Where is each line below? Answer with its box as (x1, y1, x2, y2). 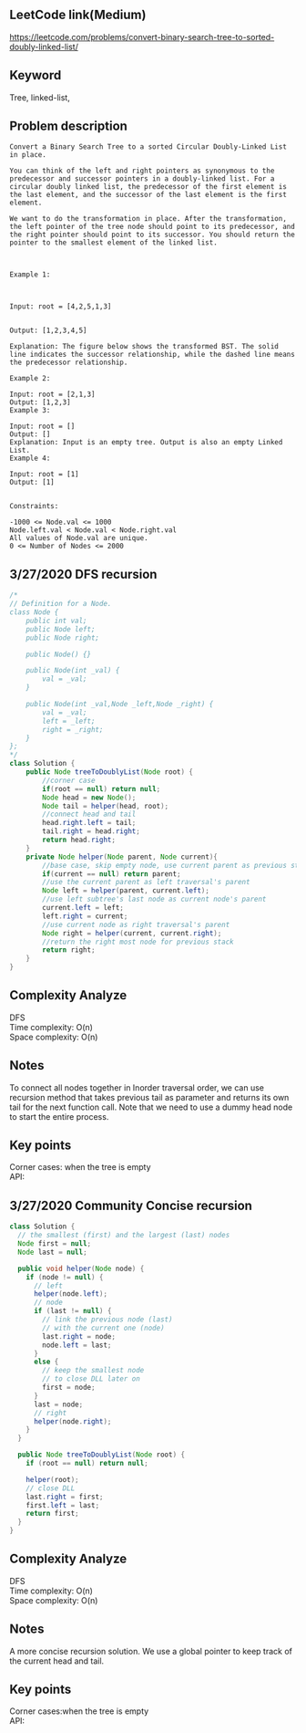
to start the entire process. (9, 1111, 109, 1122)
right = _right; (42, 725, 104, 734)
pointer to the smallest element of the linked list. (9, 238, 219, 247)
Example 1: (9, 270, 51, 279)
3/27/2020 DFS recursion (9, 566, 158, 582)
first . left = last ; (25, 1500, 100, 1509)
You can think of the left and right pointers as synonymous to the (9, 166, 275, 176)
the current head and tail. (9, 1655, 105, 1666)
